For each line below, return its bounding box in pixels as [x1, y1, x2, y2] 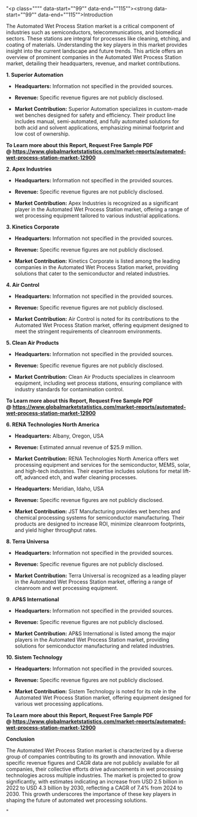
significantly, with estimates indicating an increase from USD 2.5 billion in [6, 778, 184, 785]
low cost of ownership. [14, 130, 70, 137]
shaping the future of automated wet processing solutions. [6, 797, 148, 804]
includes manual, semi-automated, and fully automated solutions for [14, 118, 179, 125]
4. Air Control [6, 282, 40, 288]
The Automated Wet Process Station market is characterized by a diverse [6, 747, 184, 754]
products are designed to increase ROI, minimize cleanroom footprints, [14, 520, 186, 527]
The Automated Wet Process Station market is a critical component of [6, 23, 175, 29]
